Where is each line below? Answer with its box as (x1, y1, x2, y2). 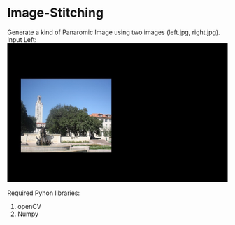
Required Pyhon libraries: (7, 189, 80, 197)
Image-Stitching (7, 5, 104, 21)
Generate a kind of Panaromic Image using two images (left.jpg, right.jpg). (7, 28, 220, 36)
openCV (17, 202, 42, 210)
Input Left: (7, 35, 37, 43)
